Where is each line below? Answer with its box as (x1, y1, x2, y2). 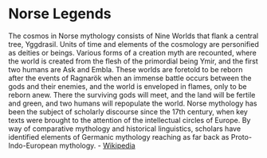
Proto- (230, 132, 253, 141)
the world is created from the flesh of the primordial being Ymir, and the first (8, 56, 259, 66)
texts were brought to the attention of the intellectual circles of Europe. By (8, 115, 251, 125)
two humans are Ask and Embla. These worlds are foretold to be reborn (8, 64, 243, 74)
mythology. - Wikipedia (59, 141, 135, 150)
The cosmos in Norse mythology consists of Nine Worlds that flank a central (8, 31, 259, 40)
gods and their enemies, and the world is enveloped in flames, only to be (8, 81, 247, 91)
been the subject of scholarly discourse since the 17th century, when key (8, 106, 249, 116)
